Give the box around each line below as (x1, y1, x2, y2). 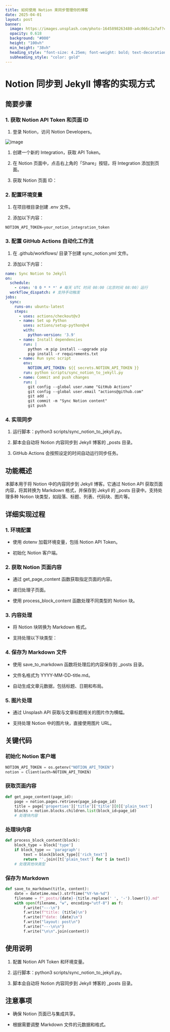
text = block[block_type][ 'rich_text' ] (23, 852, 108, 857)
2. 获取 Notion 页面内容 (5, 563, 62, 571)
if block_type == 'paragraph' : (14, 847, 80, 853)
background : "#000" (10, 36, 51, 41)
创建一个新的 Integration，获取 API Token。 (12, 149, 104, 155)
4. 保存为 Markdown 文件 (5, 649, 67, 656)
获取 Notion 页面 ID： (12, 177, 57, 183)
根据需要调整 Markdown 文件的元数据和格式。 (12, 1021, 109, 1028)
